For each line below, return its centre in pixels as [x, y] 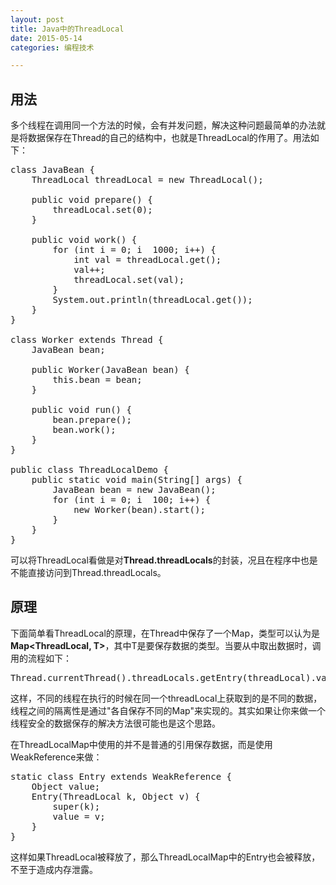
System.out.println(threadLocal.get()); [152, 300]
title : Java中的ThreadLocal [67, 29]
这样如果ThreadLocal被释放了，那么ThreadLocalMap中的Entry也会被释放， [165, 857]
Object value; [66, 786]
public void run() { [81, 410]
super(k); [76, 806]
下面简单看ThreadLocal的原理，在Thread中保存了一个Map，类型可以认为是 [165, 633]
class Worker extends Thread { [87, 340]
